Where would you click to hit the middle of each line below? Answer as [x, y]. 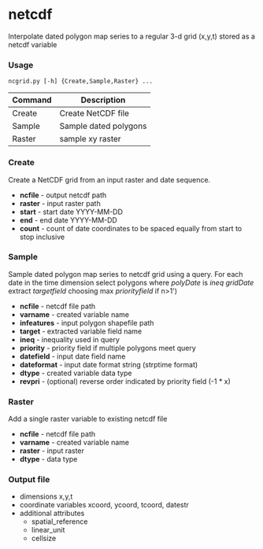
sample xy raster [90, 139]
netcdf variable [33, 44]
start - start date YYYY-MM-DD [71, 212]
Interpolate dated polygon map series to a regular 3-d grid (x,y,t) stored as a [132, 36]
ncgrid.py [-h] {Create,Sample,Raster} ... [81, 81]
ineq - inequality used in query [70, 339]
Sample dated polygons [103, 126]
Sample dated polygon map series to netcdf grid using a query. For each [126, 274]
